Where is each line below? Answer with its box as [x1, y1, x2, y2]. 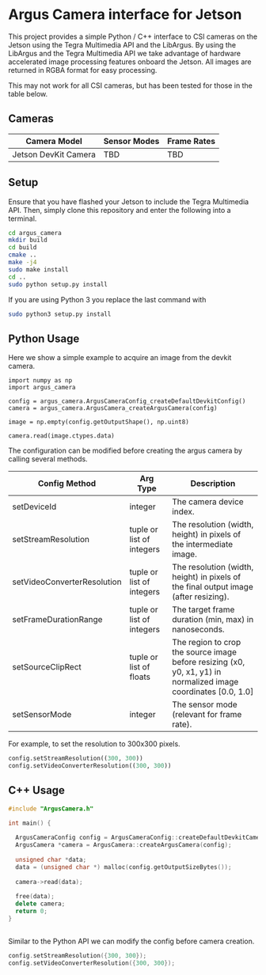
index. [171, 506, 196, 518]
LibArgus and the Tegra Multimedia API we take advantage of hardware [8, 48, 241, 58]
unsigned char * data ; [15, 856, 87, 864]
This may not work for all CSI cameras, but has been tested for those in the [8, 81, 253, 90]
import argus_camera [8, 384, 77, 392]
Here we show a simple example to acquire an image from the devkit [8, 353, 232, 362]
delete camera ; [15, 900, 66, 908]
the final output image [171, 582, 253, 593]
